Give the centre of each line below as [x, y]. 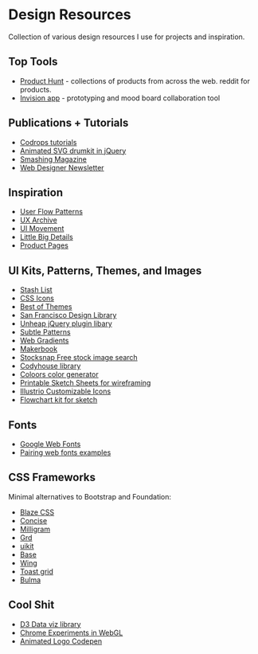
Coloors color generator [59, 374]
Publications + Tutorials [68, 123]
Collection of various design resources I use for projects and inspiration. [127, 37]
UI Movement [42, 229]
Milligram [35, 529]
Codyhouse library [50, 366]
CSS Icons [37, 298]
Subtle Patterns [45, 332]
